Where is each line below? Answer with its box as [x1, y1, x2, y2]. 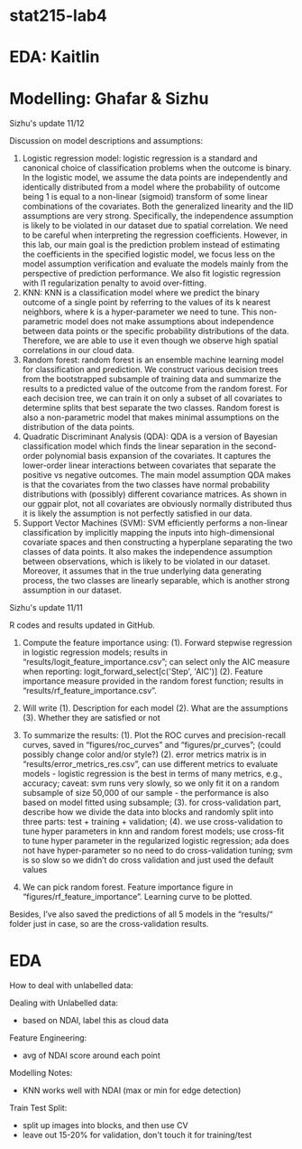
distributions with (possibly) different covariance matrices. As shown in [22, 489, 287, 500]
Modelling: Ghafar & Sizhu [9, 88, 209, 108]
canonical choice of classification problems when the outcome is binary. [22, 163, 291, 173]
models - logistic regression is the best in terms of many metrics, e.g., [22, 769, 283, 780]
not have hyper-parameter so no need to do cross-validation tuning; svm [22, 845, 293, 856]
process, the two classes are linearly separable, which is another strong [22, 575, 290, 586]
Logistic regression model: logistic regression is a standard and [22, 153, 259, 163]
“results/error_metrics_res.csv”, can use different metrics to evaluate [22, 759, 279, 770]
